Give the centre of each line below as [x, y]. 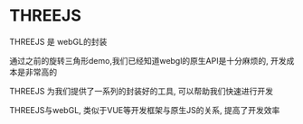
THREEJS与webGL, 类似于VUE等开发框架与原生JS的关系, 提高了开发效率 [145, 110]
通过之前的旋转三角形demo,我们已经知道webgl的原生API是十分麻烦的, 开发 [148, 60]
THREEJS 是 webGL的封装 [58, 41]
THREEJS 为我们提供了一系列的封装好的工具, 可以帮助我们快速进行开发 [142, 91]
